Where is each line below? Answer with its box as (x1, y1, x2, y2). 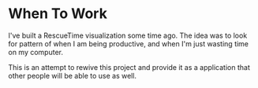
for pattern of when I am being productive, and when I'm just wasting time (8, 38, 249, 48)
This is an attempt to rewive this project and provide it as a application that (8, 62, 250, 71)
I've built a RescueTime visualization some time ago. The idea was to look (8, 31, 248, 40)
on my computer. (8, 47, 64, 57)
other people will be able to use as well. (8, 71, 136, 80)
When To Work (8, 5, 108, 23)
